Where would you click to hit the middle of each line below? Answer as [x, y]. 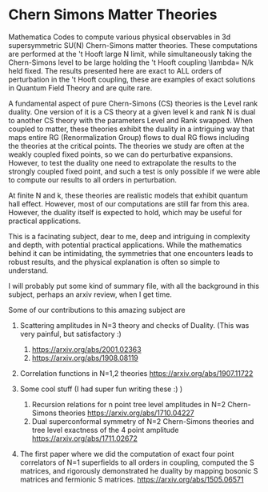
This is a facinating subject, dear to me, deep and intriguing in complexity [129, 236]
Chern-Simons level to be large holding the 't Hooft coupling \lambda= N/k [131, 62]
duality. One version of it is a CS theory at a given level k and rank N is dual [132, 112]
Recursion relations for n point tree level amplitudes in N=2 [129, 404]
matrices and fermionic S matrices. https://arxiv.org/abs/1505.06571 [132, 479]
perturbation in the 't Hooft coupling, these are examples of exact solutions [132, 79]
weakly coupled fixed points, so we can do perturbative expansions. [121, 154]
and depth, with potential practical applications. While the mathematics [125, 245]
